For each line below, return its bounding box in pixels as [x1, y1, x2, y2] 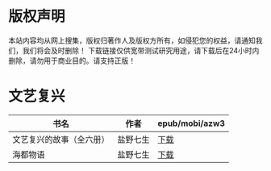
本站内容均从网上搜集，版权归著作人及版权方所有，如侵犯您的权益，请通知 [8, 35, 256, 45]
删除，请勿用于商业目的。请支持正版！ [8, 56, 135, 65]
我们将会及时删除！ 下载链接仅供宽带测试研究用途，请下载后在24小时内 [22, 45, 260, 55]
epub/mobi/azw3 [157, 118, 226, 129]
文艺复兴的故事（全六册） [12, 134, 110, 145]
